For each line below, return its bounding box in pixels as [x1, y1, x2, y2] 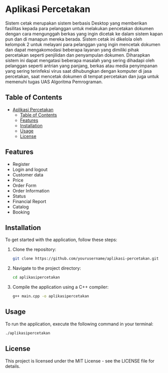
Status [12, 193, 26, 199]
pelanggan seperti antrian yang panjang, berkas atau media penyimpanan [5, 63, 158, 69]
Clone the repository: [12, 247, 57, 253]
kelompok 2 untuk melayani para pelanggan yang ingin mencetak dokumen [5, 41, 160, 47]
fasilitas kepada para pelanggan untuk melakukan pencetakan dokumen [5, 25, 154, 31]
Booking [12, 209, 30, 215]
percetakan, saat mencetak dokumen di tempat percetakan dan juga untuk [5, 73, 159, 79]
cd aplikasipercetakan [12, 275, 60, 280]
